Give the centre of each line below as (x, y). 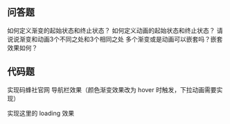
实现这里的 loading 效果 (41, 113)
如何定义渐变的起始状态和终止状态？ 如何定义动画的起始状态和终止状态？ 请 (115, 30)
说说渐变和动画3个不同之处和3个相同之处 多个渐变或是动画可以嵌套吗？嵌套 (115, 39)
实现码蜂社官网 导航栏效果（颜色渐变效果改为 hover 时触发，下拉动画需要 (112, 89)
